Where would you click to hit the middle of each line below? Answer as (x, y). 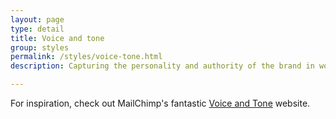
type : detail (37, 29)
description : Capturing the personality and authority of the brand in (162, 66)
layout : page (37, 19)
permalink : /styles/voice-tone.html (86, 57)
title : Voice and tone (57, 38)
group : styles (40, 47)
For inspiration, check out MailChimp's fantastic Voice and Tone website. (160, 103)
